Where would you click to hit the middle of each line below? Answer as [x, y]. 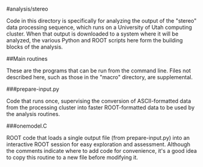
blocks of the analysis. [35, 47]
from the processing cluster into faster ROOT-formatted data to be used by [100, 107]
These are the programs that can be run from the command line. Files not [99, 71]
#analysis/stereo [27, 9]
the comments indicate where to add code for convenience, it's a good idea [102, 151]
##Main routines [27, 59]
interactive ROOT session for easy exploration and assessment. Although [98, 144]
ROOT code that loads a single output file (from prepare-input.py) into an [98, 138]
